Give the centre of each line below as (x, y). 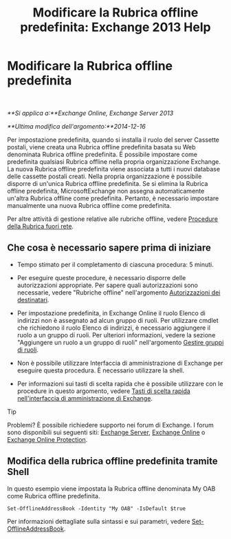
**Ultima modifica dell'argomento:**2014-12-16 (76, 126)
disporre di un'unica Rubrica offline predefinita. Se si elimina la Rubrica (108, 183)
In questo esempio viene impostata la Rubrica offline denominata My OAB (111, 488)
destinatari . (33, 299)
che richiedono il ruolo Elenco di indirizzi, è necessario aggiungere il (114, 328)
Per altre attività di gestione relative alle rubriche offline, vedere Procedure (113, 219)
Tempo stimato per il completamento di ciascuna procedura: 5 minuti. (115, 264)
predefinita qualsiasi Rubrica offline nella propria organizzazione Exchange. (114, 161)
